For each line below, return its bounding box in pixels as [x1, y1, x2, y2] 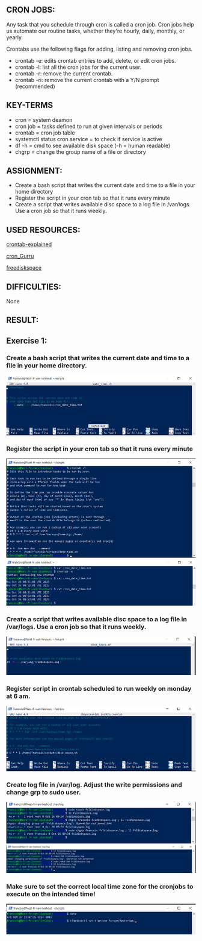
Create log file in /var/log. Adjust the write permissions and [6, 781, 182, 789]
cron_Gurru [6, 253, 34, 260]
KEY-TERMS [6, 100, 53, 110]
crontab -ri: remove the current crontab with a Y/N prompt [14, 76, 159, 83]
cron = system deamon [14, 116, 73, 123]
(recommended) [14, 83, 55, 90]
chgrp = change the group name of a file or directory [14, 148, 146, 156]
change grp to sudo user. [6, 788, 81, 796]
